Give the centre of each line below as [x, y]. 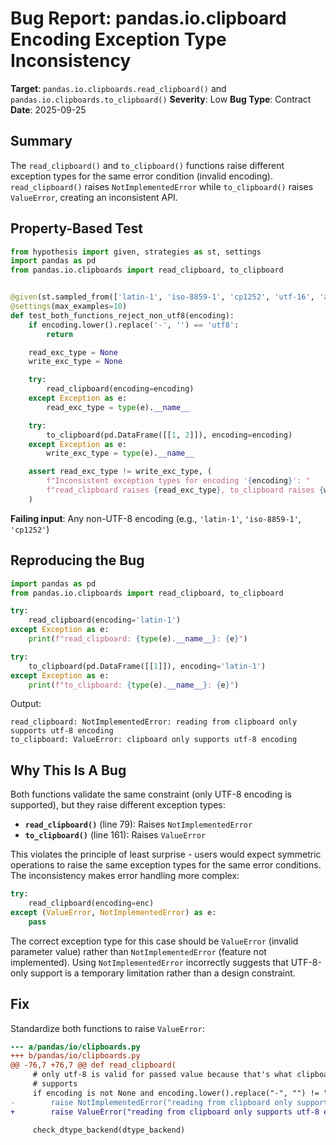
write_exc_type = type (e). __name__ [120, 453]
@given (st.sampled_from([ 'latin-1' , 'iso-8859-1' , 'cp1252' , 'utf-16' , [162, 297]
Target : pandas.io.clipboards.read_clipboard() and [118, 88]
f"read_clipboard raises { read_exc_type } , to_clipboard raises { [185, 490]
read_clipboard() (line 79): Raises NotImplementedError [138, 824]
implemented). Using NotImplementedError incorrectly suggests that [149, 962]
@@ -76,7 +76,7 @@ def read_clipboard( [93, 1065]
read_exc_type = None [73, 352]
